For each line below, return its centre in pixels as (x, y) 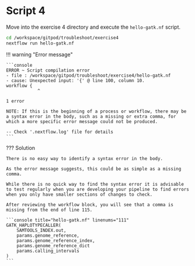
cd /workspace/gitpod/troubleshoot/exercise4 (62, 37)
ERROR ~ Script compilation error (48, 70)
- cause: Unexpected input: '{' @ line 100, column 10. (75, 80)
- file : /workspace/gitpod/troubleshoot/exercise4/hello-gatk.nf (88, 75)
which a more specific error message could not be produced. (82, 121)
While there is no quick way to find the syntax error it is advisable (95, 184)
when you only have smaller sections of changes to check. (79, 195)
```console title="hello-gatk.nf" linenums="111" (68, 220)
